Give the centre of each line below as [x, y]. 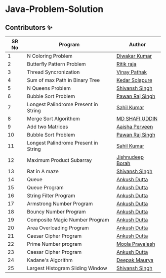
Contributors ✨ [29, 28]
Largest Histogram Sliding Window [67, 268]
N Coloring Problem [50, 56]
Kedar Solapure [134, 80]
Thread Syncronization [53, 72]
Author [138, 44]
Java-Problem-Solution [54, 9]
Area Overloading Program [58, 228]
